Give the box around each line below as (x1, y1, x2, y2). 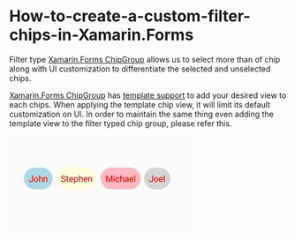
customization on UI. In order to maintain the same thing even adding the (9, 109, 274, 119)
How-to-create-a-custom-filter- (9, 6, 251, 26)
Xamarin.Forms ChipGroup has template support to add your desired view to (9, 90, 287, 101)
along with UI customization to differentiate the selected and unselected (9, 64, 271, 74)
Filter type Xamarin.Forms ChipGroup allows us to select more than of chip (9, 54, 281, 64)
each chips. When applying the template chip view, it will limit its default (9, 99, 271, 109)
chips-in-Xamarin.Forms (9, 25, 194, 45)
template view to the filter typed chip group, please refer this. (9, 117, 232, 129)
